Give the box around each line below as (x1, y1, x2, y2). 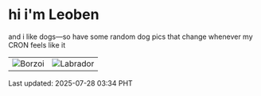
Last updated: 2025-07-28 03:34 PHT (8, 78, 133, 88)
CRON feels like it (8, 40, 66, 49)
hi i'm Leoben (8, 6, 99, 24)
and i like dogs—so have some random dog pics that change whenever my (8, 32, 253, 41)
